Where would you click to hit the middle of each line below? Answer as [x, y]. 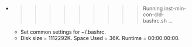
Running [153, 8]
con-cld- [153, 15]
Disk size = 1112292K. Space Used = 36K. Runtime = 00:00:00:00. [100, 38]
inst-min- [175, 8]
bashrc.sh [155, 21]
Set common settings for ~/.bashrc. [63, 32]
